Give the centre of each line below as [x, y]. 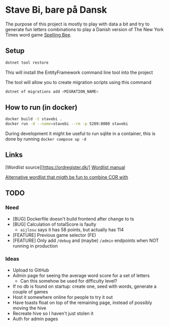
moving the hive [29, 308]
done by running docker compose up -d [46, 139]
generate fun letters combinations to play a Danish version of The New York [84, 29]
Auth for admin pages [35, 319]
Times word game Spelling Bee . [39, 35]
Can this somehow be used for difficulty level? [69, 281]
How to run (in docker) [41, 107]
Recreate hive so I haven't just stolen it [53, 313]
